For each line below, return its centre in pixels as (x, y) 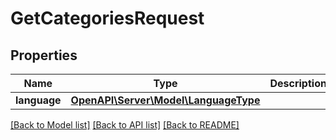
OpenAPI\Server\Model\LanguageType (165, 100)
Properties (44, 55)
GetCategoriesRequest (107, 18)
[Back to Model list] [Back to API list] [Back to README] (125, 125)
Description (298, 83)
